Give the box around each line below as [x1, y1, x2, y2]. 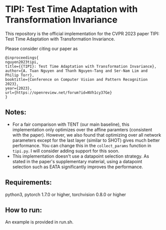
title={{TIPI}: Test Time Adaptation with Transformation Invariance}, [5, 64, 157, 69]
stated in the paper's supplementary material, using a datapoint [12, 158, 143, 164]
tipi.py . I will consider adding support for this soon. [12, 148, 120, 154]
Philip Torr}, [5, 72, 35, 78]
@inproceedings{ [5, 55, 39, 60]
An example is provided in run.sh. [5, 219, 74, 225]
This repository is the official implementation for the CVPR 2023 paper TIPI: [5, 30, 160, 36]
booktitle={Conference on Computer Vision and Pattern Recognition [5, 77, 148, 82]
